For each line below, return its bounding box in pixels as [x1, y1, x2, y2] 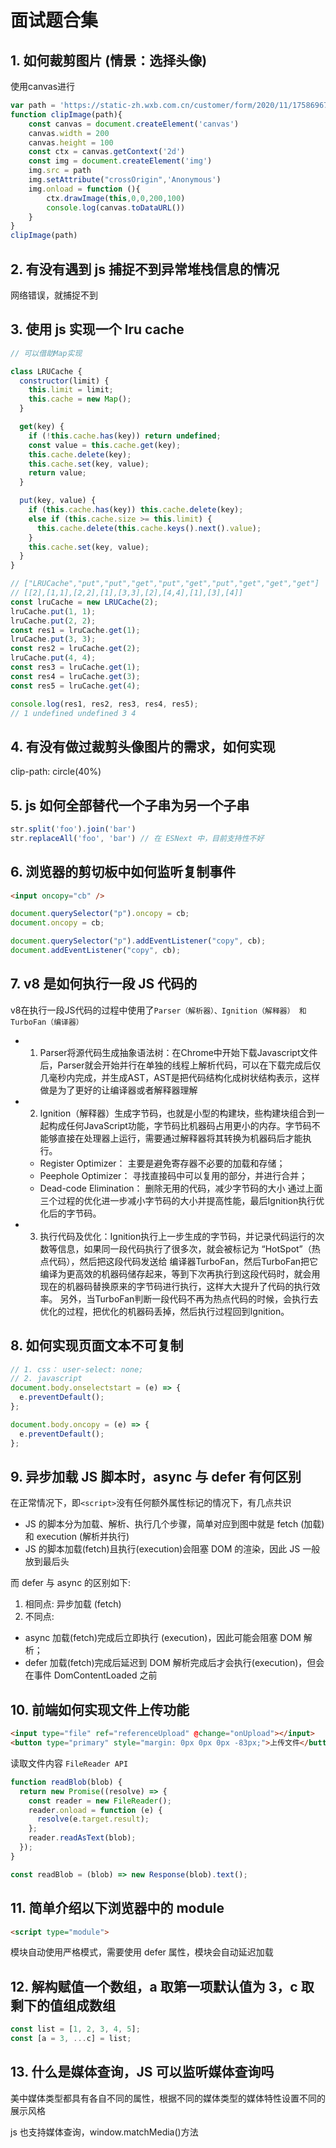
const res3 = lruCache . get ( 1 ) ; [10, 662, 141, 672]
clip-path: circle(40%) [10, 766, 102, 778]
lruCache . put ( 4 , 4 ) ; [10, 653, 97, 663]
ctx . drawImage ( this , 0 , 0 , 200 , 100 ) [46, 193, 186, 203]
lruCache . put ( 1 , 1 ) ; [10, 606, 97, 616]
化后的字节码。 [39, 1207, 102, 1219]
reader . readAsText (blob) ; [28, 1833, 137, 1843]
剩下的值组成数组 [10, 1997, 116, 2014]
